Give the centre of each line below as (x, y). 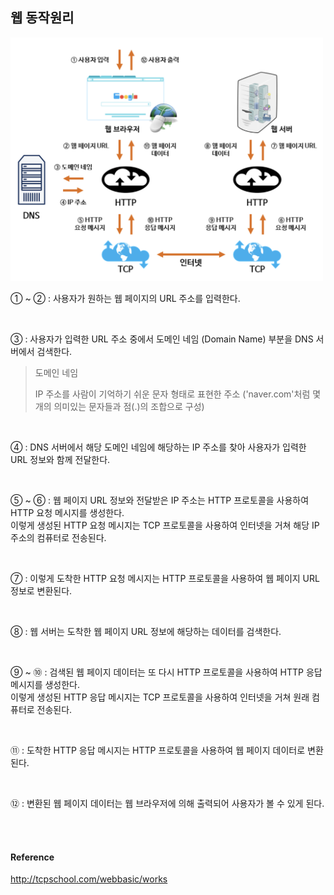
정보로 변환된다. (41, 590)
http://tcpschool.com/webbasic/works (89, 879)
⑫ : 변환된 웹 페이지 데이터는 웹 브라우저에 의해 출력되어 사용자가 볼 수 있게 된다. (167, 803)
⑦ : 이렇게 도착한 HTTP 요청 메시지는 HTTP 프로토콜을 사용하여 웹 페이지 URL (165, 578)
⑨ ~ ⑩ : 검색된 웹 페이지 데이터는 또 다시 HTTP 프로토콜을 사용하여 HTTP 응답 (166, 672)
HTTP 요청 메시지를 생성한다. (67, 512)
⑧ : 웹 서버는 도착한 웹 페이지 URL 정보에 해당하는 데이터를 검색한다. (146, 631)
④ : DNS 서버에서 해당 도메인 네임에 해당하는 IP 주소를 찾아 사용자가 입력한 (158, 447)
